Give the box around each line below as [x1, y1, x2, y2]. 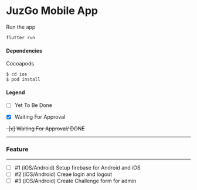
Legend [6, 89, 25, 96]
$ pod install [6, 77, 41, 82]
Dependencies [6, 47, 43, 54]
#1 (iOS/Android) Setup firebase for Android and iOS [14, 164, 141, 171]
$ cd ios [6, 71, 28, 77]
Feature [6, 145, 29, 153]
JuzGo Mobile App [6, 4, 98, 18]
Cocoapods [6, 60, 34, 67]
